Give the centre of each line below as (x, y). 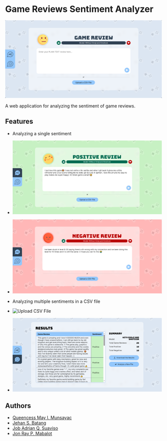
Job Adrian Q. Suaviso (35, 428)
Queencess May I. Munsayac (42, 418)
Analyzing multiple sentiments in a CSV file (56, 301)
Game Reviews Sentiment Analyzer (79, 9)
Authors (18, 405)
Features (19, 122)
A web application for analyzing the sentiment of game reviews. (70, 106)
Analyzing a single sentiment (42, 133)
